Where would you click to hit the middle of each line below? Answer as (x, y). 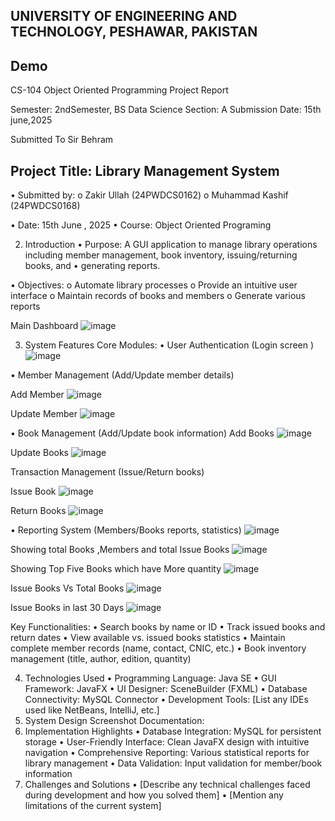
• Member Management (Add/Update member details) (122, 375)
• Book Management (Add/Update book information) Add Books (142, 433)
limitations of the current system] (93, 806)
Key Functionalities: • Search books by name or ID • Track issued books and (168, 627)
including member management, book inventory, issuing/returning (161, 255)
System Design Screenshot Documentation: (114, 721)
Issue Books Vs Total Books (67, 588)
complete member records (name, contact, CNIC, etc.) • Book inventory (158, 648)
